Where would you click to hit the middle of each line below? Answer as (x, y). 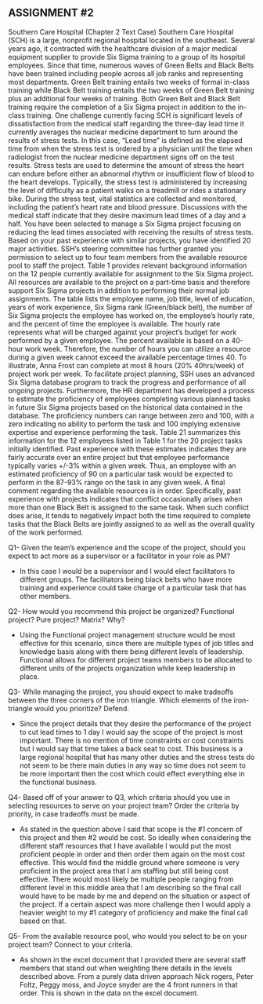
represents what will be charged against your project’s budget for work (122, 332)
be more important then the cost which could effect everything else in (132, 773)
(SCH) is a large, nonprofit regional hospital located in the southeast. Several (131, 40)
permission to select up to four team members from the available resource (128, 257)
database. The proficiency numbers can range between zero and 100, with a (131, 415)
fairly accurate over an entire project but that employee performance (119, 457)
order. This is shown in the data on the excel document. (109, 993)
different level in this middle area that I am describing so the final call (130, 887)
